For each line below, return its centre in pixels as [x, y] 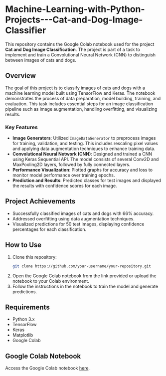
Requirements [27, 307]
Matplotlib [23, 335]
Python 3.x [23, 319]
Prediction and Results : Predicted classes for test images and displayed [86, 181]
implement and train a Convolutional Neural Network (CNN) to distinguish [81, 55]
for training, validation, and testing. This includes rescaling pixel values [85, 144]
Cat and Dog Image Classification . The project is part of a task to [73, 49]
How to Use [23, 245]
